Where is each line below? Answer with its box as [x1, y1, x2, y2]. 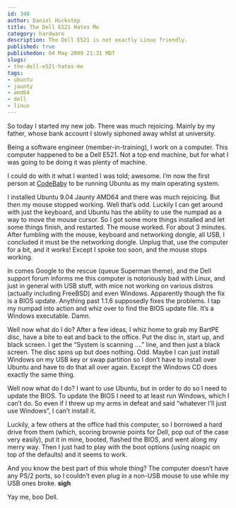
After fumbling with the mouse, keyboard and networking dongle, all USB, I [7, 230, 225, 239]
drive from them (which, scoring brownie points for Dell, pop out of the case [7, 427, 229, 436]
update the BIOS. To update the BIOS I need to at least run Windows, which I [7, 391, 230, 400]
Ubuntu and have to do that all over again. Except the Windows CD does [7, 362, 218, 371]
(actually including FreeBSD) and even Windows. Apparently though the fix [7, 289, 225, 297]
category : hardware [7, 30, 65, 37]
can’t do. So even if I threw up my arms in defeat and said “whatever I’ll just [7, 398, 227, 407]
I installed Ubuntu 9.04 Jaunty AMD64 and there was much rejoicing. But [7, 192, 220, 201]
